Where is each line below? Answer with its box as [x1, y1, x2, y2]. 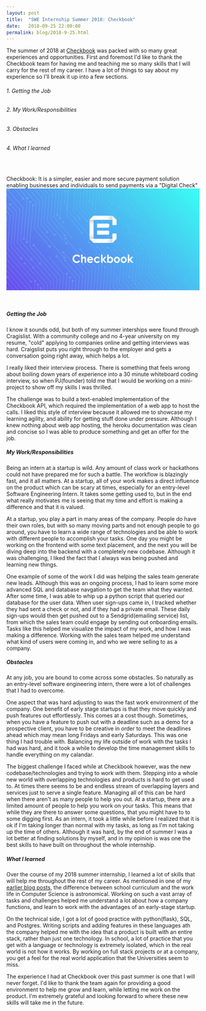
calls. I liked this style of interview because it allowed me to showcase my [6, 408, 193, 416]
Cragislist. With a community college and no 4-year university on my [6, 332, 180, 340]
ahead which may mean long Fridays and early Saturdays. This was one [6, 732, 188, 739]
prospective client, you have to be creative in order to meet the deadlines [6, 725, 191, 732]
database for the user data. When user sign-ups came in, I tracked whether [6, 599, 197, 606]
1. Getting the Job [6, 87, 51, 95]
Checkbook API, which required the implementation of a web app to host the [6, 402, 200, 409]
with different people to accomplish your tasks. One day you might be [6, 534, 183, 542]
